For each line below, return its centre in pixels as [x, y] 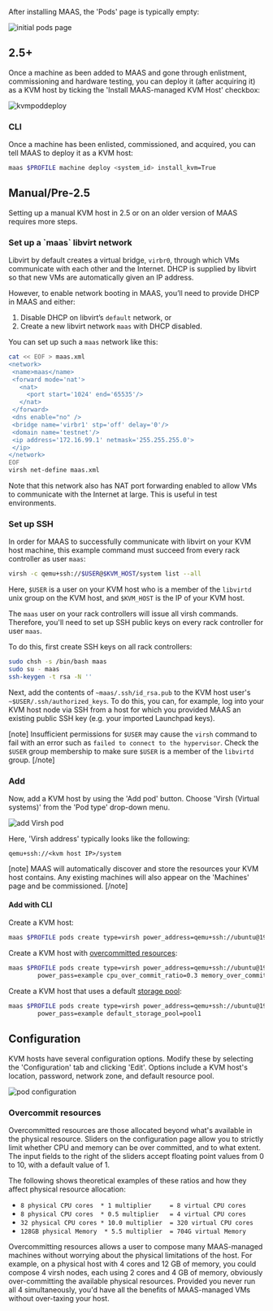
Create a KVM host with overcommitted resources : [93, 953]
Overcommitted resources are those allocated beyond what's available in [130, 1130]
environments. [32, 503]
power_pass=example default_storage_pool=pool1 [119, 1014]
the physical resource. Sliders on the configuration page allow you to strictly [136, 1139]
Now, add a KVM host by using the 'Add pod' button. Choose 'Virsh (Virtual [134, 799]
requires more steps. [43, 221]
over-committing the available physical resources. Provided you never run [132, 1281]
